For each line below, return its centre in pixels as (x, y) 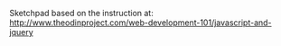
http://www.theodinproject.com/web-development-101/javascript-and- (141, 23)
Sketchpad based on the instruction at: (81, 13)
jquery (21, 32)
